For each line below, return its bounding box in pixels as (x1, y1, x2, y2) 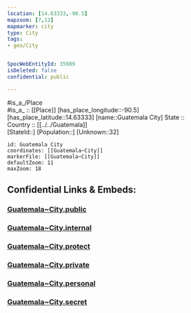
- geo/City (7, 42, 39, 49)
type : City (7, 29, 39, 37)
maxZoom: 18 (7, 165, 41, 172)
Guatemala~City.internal (7, 223, 92, 232)
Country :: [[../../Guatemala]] (7, 120, 88, 128)
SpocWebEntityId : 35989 (7, 61, 76, 68)
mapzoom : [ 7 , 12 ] (7, 17, 54, 23)
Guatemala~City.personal (7, 279, 96, 288)
